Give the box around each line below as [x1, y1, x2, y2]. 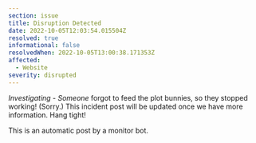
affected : [8, 57, 41, 65]
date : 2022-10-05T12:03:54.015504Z [8, 26, 127, 34]
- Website [15, 64, 48, 72]
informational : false [8, 42, 81, 50]
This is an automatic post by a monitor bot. [8, 125, 149, 135]
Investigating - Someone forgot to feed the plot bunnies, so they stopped [8, 93, 249, 102]
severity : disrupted [8, 71, 77, 79]
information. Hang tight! [8, 109, 86, 120]
